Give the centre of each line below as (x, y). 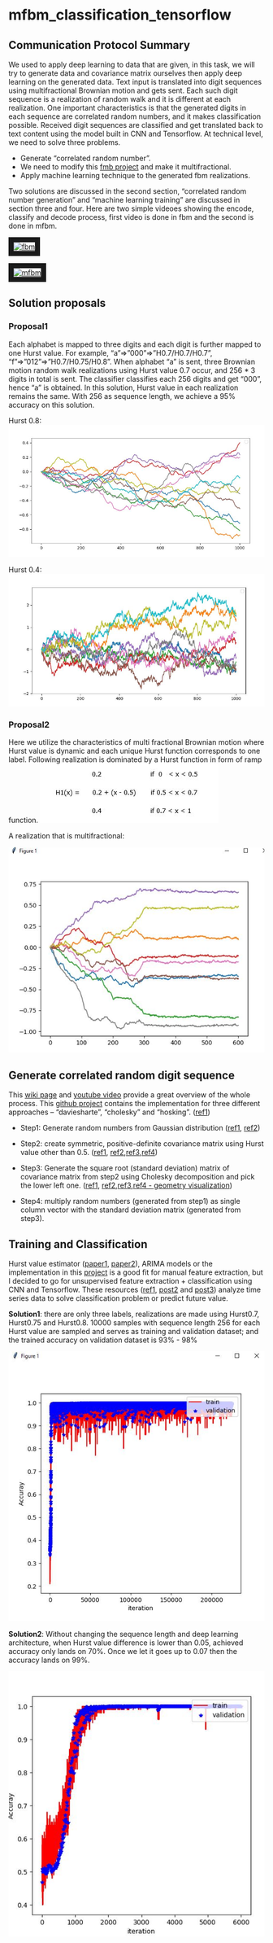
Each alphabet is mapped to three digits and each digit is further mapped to (135, 344)
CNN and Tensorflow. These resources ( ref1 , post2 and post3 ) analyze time (135, 1290)
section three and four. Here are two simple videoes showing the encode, (131, 208)
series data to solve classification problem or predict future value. (119, 1298)
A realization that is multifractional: (67, 835)
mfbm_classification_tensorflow (120, 15)
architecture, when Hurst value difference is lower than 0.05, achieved (126, 1643)
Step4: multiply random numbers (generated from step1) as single (130, 1201)
